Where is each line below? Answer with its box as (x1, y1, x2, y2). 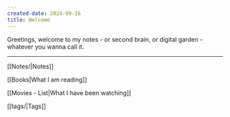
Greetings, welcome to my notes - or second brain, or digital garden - (7, 35, 203, 43)
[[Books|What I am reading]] (7, 75, 88, 83)
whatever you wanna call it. (7, 42, 84, 51)
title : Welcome (7, 16, 51, 23)
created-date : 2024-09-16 (7, 10, 81, 17)
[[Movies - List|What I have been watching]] (7, 88, 131, 96)
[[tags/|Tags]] (7, 102, 47, 110)
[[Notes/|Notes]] (7, 62, 54, 70)
